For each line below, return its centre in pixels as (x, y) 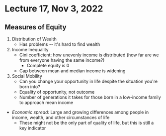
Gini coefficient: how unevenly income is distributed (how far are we (89, 55)
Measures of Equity (36, 27)
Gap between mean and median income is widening (72, 71)
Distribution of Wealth (34, 39)
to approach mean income (46, 102)
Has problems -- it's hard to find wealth (60, 44)
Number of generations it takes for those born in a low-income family (90, 97)
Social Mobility (27, 76)
